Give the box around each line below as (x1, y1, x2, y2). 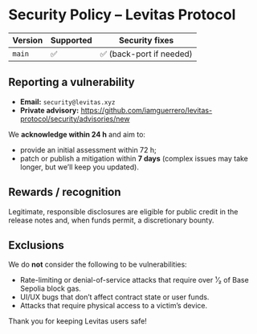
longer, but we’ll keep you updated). (19, 162, 139, 172)
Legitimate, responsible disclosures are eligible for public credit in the (8, 206, 239, 216)
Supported (51, 35, 92, 46)
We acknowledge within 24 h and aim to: (8, 129, 146, 139)
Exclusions (8, 238, 64, 252)
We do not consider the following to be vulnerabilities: (8, 259, 187, 270)
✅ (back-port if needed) (100, 48, 193, 59)
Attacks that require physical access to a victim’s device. (19, 301, 208, 311)
